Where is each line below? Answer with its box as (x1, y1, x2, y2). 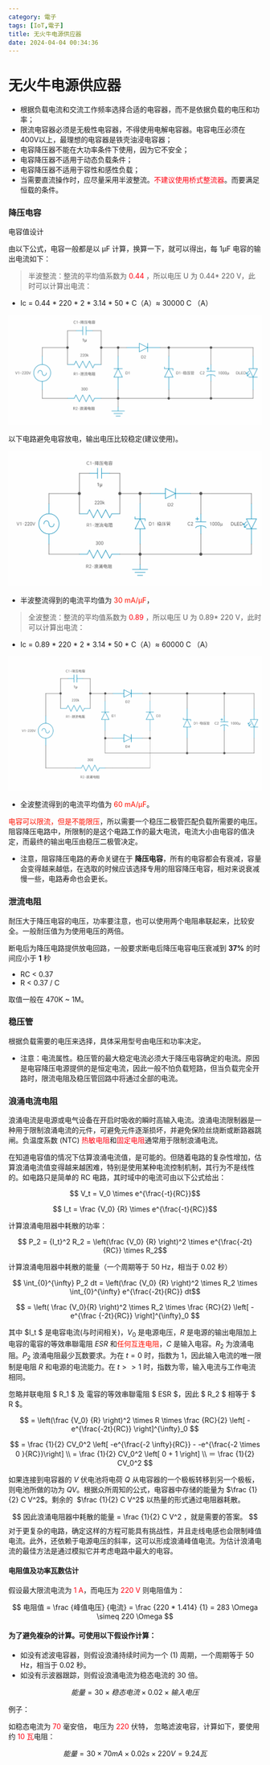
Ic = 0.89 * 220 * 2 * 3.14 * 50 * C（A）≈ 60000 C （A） (19, 640, 213, 649)
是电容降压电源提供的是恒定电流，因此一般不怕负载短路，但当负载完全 (19, 1063, 253, 1073)
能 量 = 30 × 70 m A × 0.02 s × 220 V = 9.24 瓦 (63, 1748, 207, 1758)
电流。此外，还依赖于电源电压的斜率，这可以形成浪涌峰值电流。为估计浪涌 (8, 1536, 255, 1545)
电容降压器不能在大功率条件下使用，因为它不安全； (19, 145, 190, 154)
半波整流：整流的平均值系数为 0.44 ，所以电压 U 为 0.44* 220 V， (27, 271, 249, 281)
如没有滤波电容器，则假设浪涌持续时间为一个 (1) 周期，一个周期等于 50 (19, 1650, 255, 1660)
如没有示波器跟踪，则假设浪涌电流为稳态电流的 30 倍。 (19, 1670, 202, 1680)
